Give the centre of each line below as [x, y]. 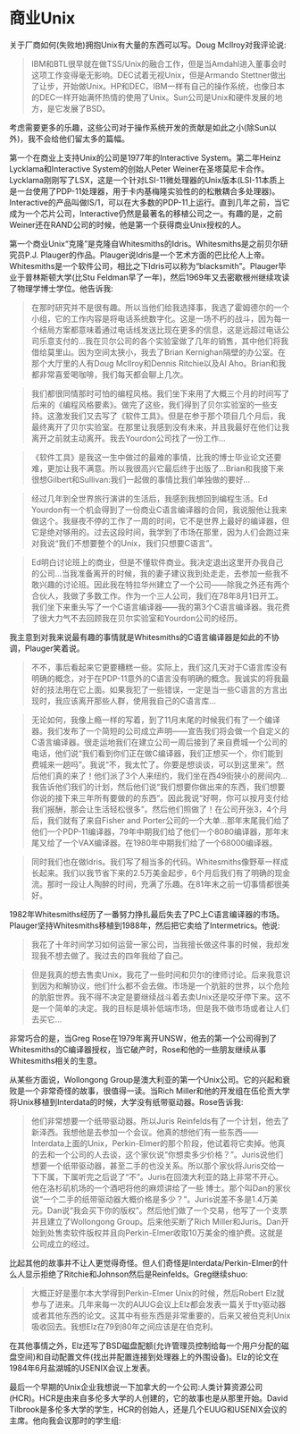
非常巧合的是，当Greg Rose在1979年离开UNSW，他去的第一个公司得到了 [143, 1038]
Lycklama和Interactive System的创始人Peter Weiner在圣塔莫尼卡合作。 [139, 169]
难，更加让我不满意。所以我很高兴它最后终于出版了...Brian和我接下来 [157, 468]
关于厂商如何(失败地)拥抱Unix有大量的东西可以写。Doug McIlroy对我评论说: [148, 45]
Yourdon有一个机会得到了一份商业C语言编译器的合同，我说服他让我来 [159, 510]
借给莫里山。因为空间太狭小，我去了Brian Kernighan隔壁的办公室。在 [158, 352]
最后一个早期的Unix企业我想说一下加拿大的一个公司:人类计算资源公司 [136, 1387]
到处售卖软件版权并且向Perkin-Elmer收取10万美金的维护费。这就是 [161, 1232]
